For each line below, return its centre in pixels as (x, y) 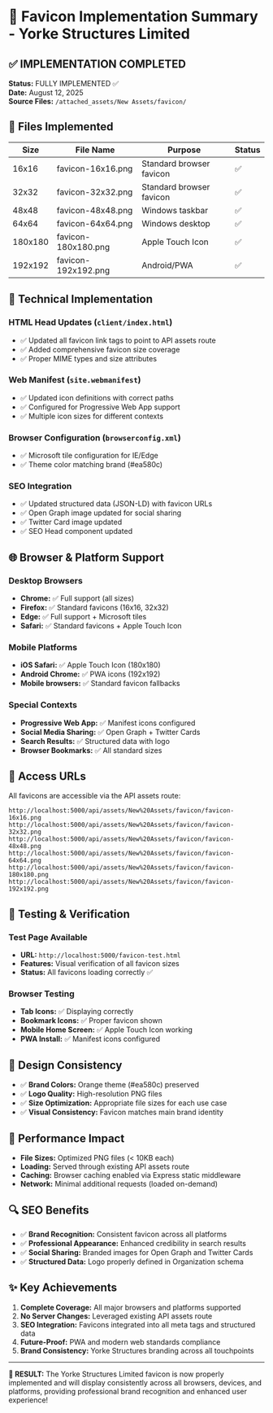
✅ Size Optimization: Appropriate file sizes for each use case (123, 1103)
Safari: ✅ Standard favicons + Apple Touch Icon (101, 626)
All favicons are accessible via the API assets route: (95, 796)
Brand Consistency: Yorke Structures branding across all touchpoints (137, 1350)
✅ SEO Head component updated (76, 532)
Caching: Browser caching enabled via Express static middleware (130, 1175)
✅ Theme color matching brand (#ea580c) (91, 465)
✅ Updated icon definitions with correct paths (97, 397)
